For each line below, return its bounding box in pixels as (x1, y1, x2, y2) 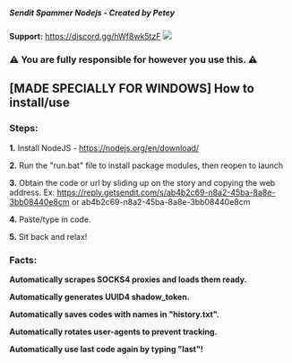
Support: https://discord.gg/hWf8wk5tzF (9, 31, 161, 41)
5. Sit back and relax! (9, 231, 88, 242)
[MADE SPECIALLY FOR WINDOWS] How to (9, 81, 255, 96)
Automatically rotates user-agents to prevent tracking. (9, 326, 218, 337)
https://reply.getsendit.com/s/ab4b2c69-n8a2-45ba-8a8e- (56, 187, 276, 198)
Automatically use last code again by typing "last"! (9, 343, 203, 354)
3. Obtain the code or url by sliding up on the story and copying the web (9, 177, 276, 188)
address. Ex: (9, 187, 56, 198)
